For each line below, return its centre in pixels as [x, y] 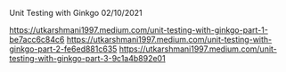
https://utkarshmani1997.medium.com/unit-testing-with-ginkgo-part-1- [139, 30]
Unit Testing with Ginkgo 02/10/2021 [76, 13]
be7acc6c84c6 [37, 40]
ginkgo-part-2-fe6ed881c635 [63, 49]
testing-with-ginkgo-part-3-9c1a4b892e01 [88, 58]
